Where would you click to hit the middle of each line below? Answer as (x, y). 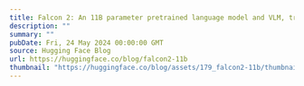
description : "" (40, 26)
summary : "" (32, 34)
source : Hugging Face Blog (60, 51)
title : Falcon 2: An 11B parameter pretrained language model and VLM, (147, 17)
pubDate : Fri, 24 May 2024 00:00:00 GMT (87, 43)
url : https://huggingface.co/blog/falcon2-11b (99, 59)
